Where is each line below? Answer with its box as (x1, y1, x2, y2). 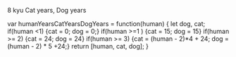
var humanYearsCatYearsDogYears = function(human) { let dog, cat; (7, 20, 206, 27)
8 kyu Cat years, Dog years (7, 6, 87, 14)
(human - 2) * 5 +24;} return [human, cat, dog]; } (7, 42, 149, 50)
